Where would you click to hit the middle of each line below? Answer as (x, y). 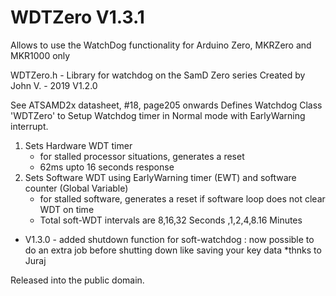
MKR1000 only (40, 55)
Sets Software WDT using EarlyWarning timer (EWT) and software (160, 177)
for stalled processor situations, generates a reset (142, 156)
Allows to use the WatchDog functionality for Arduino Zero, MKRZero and (161, 45)
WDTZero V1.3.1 (77, 17)
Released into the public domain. (77, 280)
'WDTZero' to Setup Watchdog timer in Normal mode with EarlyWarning (158, 115)
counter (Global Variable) (76, 188)
